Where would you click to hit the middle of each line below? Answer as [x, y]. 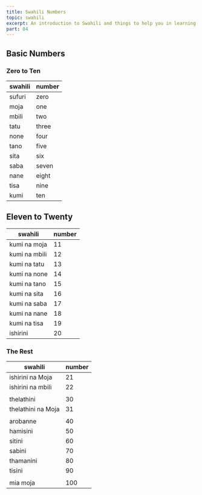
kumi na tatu [27, 264]
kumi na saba [28, 303]
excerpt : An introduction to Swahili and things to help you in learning [101, 23]
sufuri [18, 97]
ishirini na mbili [31, 387]
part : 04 [17, 29]
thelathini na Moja [34, 409]
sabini [18, 451]
